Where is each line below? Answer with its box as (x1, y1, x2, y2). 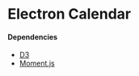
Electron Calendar (7, 5, 131, 23)
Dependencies (7, 32, 58, 41)
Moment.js (19, 58, 55, 69)
